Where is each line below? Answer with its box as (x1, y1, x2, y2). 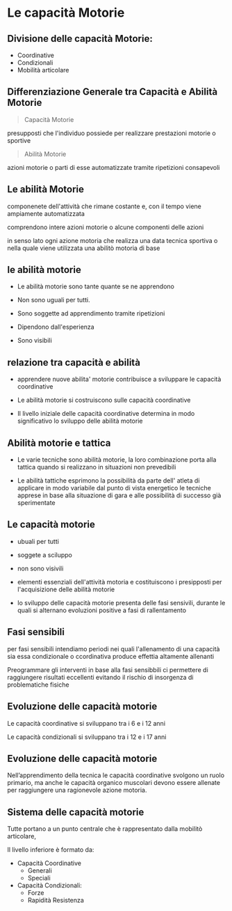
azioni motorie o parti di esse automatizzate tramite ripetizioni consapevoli (7, 163, 220, 171)
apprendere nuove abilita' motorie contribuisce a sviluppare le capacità (17, 375, 222, 384)
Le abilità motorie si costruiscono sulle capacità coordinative (17, 396, 191, 405)
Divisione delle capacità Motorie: (7, 33, 153, 45)
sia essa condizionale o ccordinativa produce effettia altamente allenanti (7, 652, 214, 660)
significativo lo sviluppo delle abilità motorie (17, 416, 143, 426)
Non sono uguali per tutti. (17, 296, 90, 304)
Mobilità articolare (17, 66, 69, 74)
